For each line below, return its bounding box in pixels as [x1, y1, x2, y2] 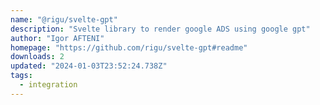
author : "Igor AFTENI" [10, 33, 105, 43]
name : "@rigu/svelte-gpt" [10, 14, 118, 25]
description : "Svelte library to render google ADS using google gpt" [10, 24, 311, 34]
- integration [19, 80, 78, 90]
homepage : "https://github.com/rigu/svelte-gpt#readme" [10, 42, 248, 53]
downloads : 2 [10, 52, 65, 62]
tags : [10, 71, 33, 81]
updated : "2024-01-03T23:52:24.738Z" [10, 61, 168, 71]
